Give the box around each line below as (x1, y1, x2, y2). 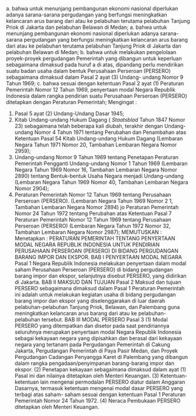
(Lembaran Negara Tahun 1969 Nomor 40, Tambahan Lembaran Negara (14, 179, 188, 186)
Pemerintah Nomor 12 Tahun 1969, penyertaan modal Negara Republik (6, 86, 176, 93)
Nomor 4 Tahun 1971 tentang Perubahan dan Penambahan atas (34, 129, 187, 136)
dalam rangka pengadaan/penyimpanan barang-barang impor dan (14, 360, 174, 367)
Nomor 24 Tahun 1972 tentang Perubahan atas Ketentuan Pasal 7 (14, 210, 172, 217)
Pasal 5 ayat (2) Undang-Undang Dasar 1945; (14, 110, 125, 117)
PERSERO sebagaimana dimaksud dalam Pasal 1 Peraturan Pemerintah (14, 285, 185, 291)
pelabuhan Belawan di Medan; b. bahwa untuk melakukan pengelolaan (6, 49, 177, 55)
